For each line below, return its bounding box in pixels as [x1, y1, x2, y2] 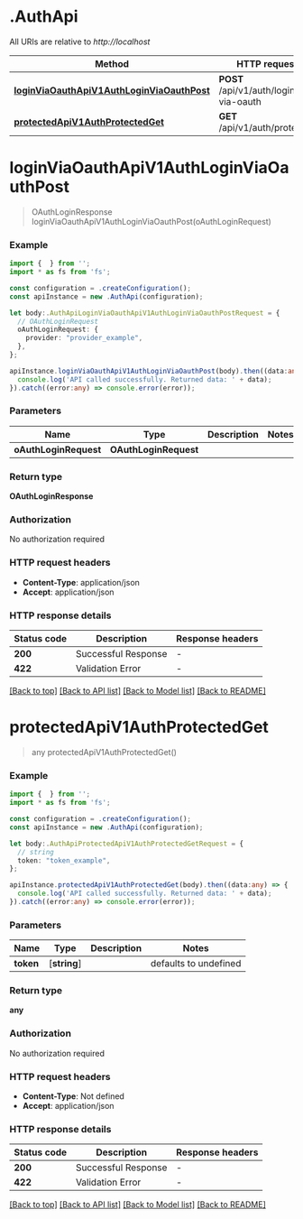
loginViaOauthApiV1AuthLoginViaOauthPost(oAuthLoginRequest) [31, 216, 272, 226]
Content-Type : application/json [22, 577, 140, 587]
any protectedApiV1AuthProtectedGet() [31, 746, 178, 757]
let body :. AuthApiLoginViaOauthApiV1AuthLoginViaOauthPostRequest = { [9, 309, 280, 318]
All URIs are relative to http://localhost [9, 36, 151, 47]
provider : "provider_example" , [25, 334, 143, 343]
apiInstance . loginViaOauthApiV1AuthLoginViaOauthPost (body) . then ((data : [9, 366, 289, 375]
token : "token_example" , [17, 855, 111, 865]
